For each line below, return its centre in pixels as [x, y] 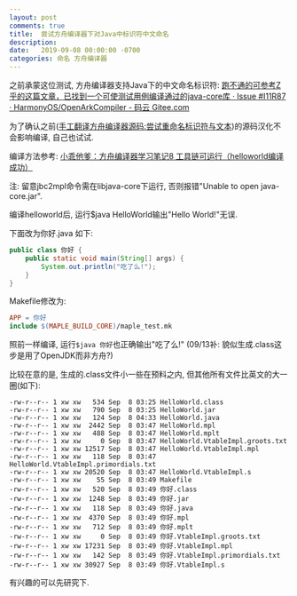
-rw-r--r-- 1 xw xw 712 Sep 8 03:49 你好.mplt [101, 528]
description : [33, 42]
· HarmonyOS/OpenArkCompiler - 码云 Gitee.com [99, 107]
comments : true [37, 26]
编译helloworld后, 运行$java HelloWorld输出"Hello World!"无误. [123, 215]
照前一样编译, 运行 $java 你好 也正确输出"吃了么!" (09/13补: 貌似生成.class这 [145, 345]
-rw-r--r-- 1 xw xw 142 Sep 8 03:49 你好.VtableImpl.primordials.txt [145, 556]
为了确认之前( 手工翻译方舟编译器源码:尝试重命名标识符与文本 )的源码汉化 [141, 126]
